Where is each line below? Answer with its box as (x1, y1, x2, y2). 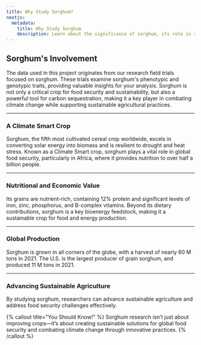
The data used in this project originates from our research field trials (6, 69, 175, 76)
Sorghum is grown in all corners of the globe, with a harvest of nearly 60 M (6, 248, 191, 256)
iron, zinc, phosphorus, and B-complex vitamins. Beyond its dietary (6, 202, 172, 209)
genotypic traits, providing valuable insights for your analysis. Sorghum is (6, 82, 187, 89)
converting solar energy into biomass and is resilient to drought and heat (6, 142, 185, 149)
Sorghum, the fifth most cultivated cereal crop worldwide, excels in (6, 136, 172, 143)
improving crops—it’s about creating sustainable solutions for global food (6, 320, 187, 327)
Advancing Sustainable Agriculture (6, 281, 111, 290)
